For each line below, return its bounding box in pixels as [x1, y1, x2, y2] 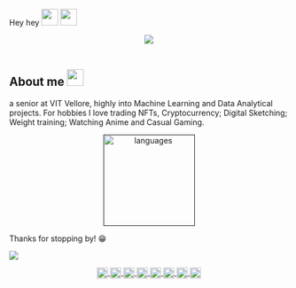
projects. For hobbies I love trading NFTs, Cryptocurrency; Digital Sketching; [9, 107, 288, 118]
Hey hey [9, 18, 40, 27]
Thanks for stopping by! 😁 [9, 233, 107, 244]
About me [9, 74, 65, 90]
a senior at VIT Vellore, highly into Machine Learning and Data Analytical [9, 97, 273, 108]
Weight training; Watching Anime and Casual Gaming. [9, 116, 205, 128]
